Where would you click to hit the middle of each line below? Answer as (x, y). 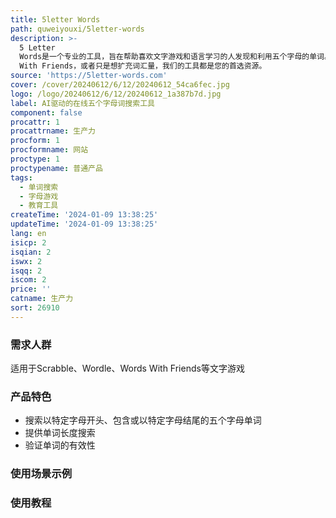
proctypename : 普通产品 (56, 168)
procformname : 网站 (49, 150)
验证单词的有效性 (60, 445)
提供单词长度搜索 (60, 433)
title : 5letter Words (55, 19)
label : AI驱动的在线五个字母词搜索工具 (82, 103)
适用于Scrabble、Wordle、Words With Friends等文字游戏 (127, 368)
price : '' (31, 289)
